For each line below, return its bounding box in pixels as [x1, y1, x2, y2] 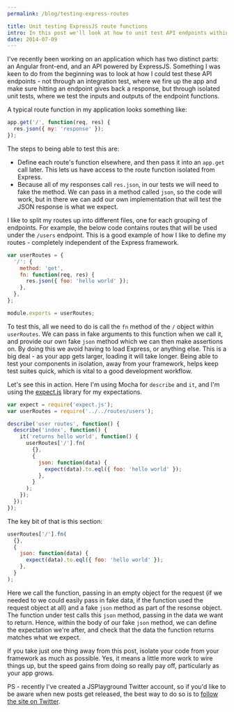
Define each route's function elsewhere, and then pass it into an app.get [17, 158, 225, 166]
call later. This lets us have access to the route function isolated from [17, 165, 215, 174]
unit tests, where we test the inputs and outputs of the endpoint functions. [7, 92, 220, 100]
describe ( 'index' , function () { [13, 427, 108, 434]
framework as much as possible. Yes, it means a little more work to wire [7, 653, 214, 662]
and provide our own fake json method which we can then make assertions [7, 337, 224, 345]
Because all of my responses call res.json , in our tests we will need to [17, 180, 219, 188]
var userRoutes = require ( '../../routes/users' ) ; [7, 407, 155, 415]
